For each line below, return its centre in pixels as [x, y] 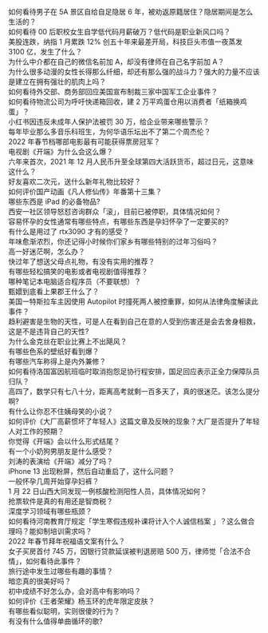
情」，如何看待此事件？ [45, 561]
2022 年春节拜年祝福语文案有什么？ [67, 541]
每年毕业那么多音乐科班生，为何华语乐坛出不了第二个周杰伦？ [110, 131]
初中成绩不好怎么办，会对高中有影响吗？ [75, 591]
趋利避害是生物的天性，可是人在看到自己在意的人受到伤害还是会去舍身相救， [134, 321]
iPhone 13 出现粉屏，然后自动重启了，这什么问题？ [92, 471]
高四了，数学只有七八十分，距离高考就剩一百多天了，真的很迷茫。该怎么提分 [134, 391]
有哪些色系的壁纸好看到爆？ [54, 351]
